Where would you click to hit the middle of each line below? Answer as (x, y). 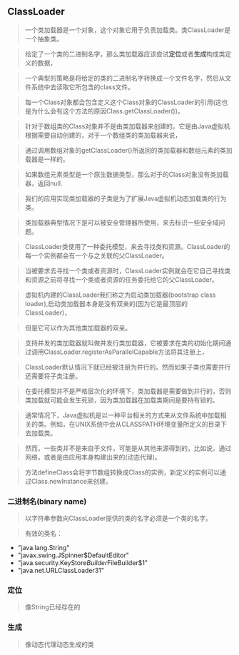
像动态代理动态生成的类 (59, 644)
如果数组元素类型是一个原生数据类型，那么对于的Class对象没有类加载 (127, 174)
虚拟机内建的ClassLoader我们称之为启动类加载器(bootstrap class (120, 295)
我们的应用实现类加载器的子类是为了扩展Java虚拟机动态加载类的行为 (126, 198)
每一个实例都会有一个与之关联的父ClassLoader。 (97, 255)
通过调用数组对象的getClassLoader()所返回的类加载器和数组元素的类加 (128, 150)
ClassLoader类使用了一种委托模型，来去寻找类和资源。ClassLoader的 (127, 246)
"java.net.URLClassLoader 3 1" (61, 571)
